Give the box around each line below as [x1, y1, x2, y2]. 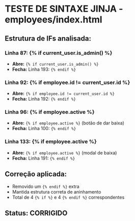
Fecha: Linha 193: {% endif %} [12, 66, 76, 72]
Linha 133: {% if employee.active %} [5, 138, 97, 145]
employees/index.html [5, 14, 102, 25]
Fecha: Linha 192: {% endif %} [12, 96, 76, 102]
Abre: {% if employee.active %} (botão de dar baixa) [12, 120, 124, 126]
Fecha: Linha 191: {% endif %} [12, 155, 75, 161]
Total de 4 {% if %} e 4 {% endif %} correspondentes [12, 194, 125, 200]
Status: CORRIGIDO [5, 209, 68, 217]
